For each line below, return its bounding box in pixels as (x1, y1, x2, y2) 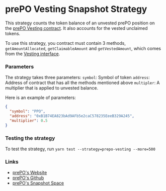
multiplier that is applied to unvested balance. (5, 85, 98, 91)
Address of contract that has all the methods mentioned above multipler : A (5, 80, 160, 86)
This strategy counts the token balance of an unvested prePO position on (5, 20, 155, 26)
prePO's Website (12, 170, 47, 176)
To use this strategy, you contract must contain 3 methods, (5, 40, 126, 46)
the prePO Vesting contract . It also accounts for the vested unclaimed (5, 25, 148, 31)
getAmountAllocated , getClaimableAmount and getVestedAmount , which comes (5, 45, 162, 51)
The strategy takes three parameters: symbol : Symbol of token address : (5, 75, 150, 81)
